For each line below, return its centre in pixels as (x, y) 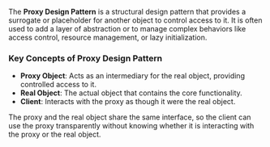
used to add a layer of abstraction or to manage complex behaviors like (127, 29)
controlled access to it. (58, 85)
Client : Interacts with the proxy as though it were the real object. (128, 102)
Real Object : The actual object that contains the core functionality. (131, 93)
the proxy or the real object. (55, 134)
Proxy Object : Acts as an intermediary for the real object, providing (133, 76)
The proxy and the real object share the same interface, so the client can (130, 117)
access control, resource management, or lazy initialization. (108, 37)
